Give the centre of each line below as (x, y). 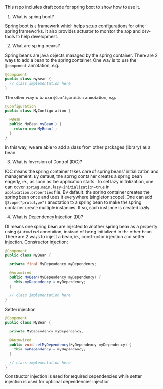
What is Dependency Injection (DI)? (48, 217)
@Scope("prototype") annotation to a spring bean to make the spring (73, 202)
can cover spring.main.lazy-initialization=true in (57, 187)
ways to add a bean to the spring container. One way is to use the (71, 60)
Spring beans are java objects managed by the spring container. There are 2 (81, 55)
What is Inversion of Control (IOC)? (47, 162)
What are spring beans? (36, 46)
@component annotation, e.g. (32, 66)
